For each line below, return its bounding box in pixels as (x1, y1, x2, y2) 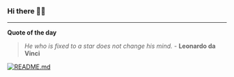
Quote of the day (7, 28, 57, 37)
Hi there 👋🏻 (7, 6, 46, 16)
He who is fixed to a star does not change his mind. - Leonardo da (24, 42, 216, 51)
